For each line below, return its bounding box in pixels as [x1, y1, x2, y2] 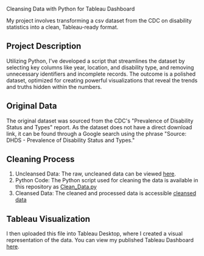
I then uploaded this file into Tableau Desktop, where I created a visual [6, 230, 183, 237]
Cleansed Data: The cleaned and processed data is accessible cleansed [15, 190, 197, 197]
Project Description [6, 41, 82, 51]
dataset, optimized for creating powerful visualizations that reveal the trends [6, 76, 198, 84]
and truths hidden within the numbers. [6, 83, 102, 90]
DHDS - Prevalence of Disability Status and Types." [6, 137, 135, 144]
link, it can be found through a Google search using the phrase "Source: [6, 130, 187, 137]
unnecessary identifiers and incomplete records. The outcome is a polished [6, 70, 196, 77]
